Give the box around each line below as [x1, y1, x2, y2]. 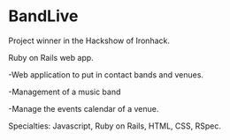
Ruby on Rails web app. [8, 52, 94, 63]
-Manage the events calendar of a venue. [8, 103, 159, 114]
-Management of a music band [8, 86, 121, 97]
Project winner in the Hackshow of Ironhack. [8, 35, 170, 46]
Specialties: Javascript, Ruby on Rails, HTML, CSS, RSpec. [8, 121, 222, 131]
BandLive [8, 6, 79, 26]
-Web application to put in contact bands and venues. [8, 69, 204, 80]
